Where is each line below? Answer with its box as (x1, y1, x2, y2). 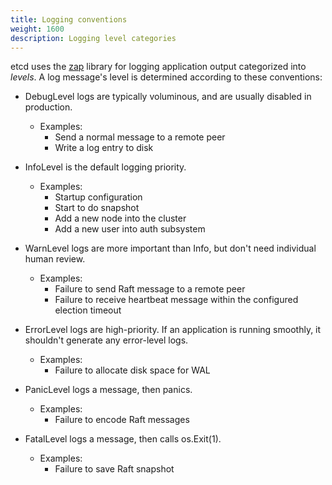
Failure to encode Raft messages (54, 414, 190, 426)
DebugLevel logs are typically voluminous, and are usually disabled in (24, 91, 312, 103)
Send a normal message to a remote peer (54, 131, 226, 143)
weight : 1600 (10, 24, 65, 34)
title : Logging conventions (10, 14, 128, 25)
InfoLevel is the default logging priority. (24, 161, 187, 173)
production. (24, 101, 73, 113)
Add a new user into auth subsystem (54, 223, 206, 235)
